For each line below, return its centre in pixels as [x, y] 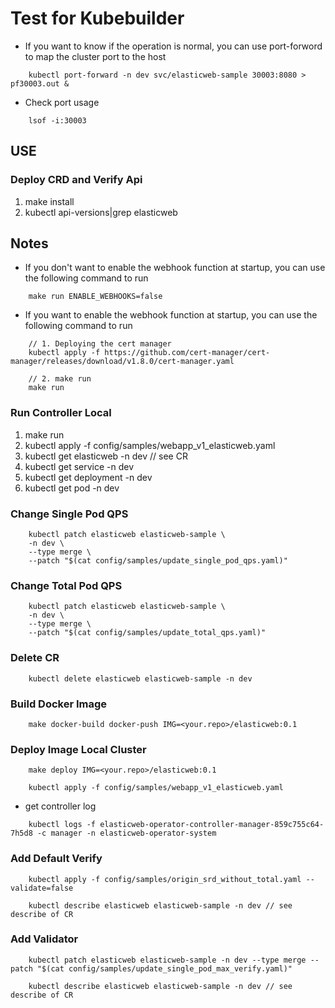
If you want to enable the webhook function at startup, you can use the [171, 315]
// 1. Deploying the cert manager [100, 344]
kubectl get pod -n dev [72, 488]
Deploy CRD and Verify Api [76, 180]
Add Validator [44, 939]
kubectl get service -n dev [79, 466]
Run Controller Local [61, 413]
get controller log [60, 806]
